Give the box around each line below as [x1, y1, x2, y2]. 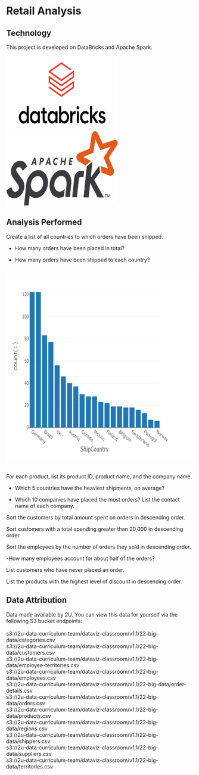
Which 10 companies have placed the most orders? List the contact [14, 496, 180, 503]
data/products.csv [6, 712, 51, 719]
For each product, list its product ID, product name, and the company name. [6, 472, 192, 480]
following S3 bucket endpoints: [6, 617, 82, 624]
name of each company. [14, 502, 74, 509]
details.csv [6, 687, 33, 694]
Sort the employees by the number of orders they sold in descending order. [6, 543, 191, 550]
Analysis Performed [6, 217, 82, 228]
